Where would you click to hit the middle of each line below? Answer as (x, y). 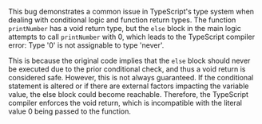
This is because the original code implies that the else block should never (129, 60)
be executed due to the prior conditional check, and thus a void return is (127, 69)
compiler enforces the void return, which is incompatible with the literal (125, 103)
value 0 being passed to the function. (70, 111)
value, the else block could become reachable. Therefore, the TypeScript (129, 94)
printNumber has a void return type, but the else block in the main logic (125, 28)
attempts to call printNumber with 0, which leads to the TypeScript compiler (132, 37)
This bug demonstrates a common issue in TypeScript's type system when (131, 12)
